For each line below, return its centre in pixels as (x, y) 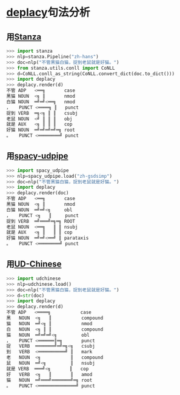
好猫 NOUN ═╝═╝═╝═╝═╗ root (41, 130)
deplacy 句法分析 (48, 12)
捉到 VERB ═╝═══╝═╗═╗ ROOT (41, 221)
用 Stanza (24, 37)
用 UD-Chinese (34, 264)
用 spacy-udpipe (37, 156)
